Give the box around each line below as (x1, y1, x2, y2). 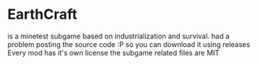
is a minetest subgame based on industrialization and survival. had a (7, 31, 230, 41)
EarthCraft (7, 5, 78, 23)
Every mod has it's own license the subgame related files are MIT (7, 48, 220, 57)
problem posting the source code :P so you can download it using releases (7, 39, 250, 49)
